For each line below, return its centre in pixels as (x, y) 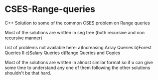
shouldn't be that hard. (28, 73)
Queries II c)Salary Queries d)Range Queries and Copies (63, 53)
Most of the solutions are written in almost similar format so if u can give (79, 62)
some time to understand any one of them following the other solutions (78, 68)
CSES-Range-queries (50, 9)
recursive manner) (24, 38)
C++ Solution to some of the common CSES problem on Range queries (77, 23)
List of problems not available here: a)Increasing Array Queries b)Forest (78, 47)
